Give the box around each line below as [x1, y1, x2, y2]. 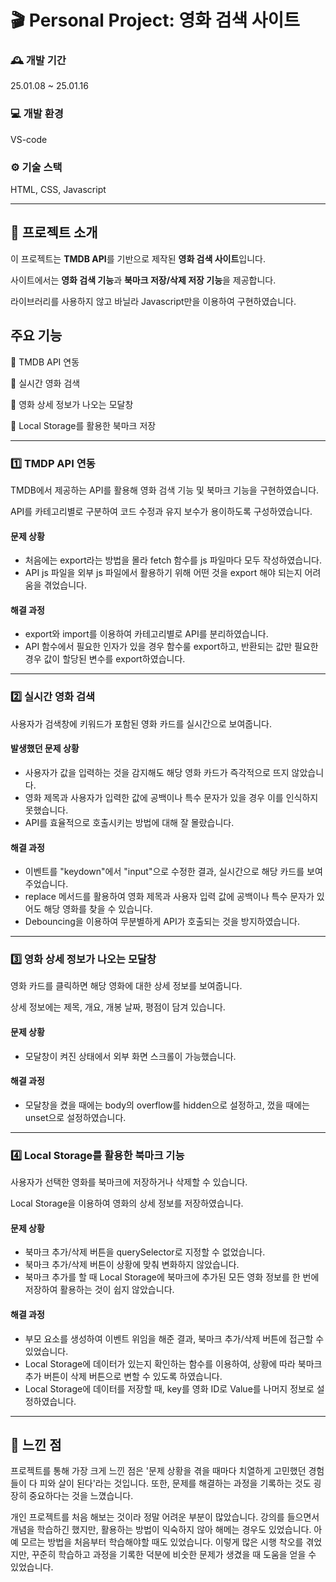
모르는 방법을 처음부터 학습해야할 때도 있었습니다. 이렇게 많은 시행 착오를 [20, 1536, 304, 1548]
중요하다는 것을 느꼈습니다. [28, 1490, 134, 1502]
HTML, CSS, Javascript [10, 184, 107, 196]
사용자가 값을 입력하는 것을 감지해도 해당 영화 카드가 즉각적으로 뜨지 [24, 766, 290, 778]
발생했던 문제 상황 [10, 742, 80, 755]
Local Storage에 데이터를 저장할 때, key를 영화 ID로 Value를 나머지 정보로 [24, 1382, 315, 1395]
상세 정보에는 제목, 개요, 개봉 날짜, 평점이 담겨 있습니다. [10, 1001, 226, 1013]
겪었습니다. [43, 579, 87, 591]
